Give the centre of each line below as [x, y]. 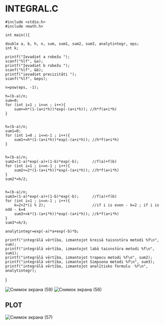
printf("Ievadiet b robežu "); [38, 65]
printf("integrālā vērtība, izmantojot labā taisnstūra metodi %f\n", [80, 249]
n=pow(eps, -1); [22, 87]
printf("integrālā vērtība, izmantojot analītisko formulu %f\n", [77, 266]
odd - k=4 [15, 209]
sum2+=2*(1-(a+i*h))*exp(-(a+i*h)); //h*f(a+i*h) [67, 170]
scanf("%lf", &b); [24, 70]
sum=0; [12, 100]
